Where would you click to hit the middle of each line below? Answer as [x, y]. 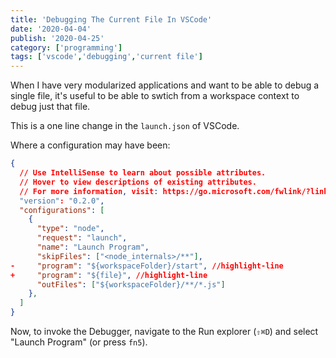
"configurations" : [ [62, 210]
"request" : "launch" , [82, 238]
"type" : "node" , [70, 229]
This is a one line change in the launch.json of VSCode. [125, 126]
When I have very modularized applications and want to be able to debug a [165, 85]
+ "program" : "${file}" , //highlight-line [109, 275]
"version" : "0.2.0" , [62, 201]
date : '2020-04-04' [51, 29]
